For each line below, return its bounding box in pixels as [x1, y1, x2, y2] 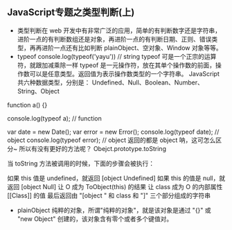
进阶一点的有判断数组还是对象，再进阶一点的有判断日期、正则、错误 [17, 35, 212, 43]
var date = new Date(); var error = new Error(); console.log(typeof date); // [7, 127, 220, 136]
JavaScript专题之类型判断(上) [7, 6, 135, 19]
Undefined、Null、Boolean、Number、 [91, 78, 204, 87]
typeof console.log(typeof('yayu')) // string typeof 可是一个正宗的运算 [17, 52, 217, 60]
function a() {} [7, 100, 48, 109]
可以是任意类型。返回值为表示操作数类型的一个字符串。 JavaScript [29, 69, 220, 78]
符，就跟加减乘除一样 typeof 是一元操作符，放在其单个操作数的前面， [17, 61, 216, 69]
